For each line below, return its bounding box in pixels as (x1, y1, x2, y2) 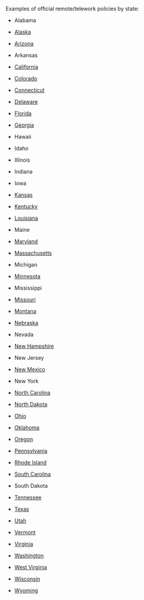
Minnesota (14, 273, 41, 280)
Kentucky (14, 203, 38, 210)
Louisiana (14, 214, 38, 222)
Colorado (14, 75, 38, 82)
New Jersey (14, 354, 44, 361)
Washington (14, 552, 44, 559)
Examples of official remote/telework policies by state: (5, 5, 139, 12)
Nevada (14, 331, 34, 338)
